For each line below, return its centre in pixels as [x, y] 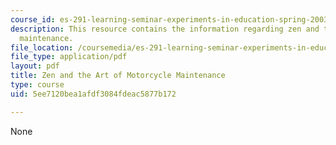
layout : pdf [35, 66]
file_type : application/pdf [69, 57]
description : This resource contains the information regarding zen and [165, 29]
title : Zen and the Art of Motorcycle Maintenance [118, 76]
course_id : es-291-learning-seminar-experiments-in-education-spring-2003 [169, 19]
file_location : [42, 47]
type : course [37, 85]
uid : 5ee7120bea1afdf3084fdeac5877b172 [93, 94]
